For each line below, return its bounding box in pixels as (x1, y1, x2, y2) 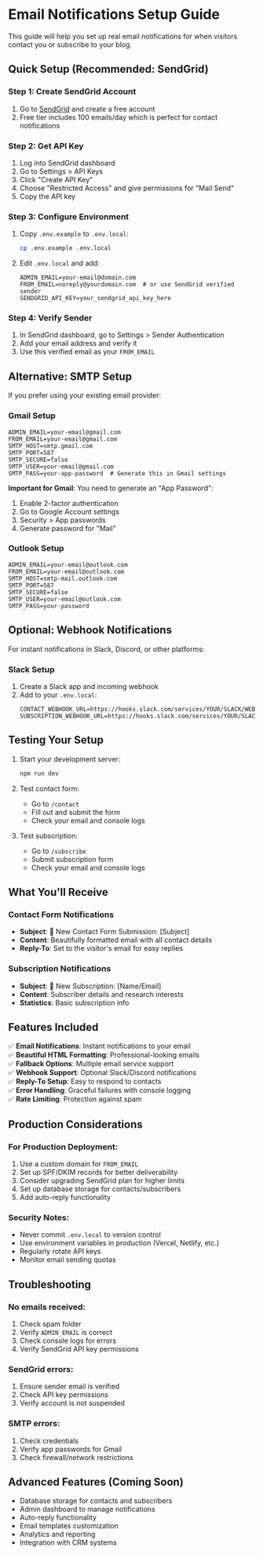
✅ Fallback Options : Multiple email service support (8, 1059, 174, 1069)
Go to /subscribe (31, 846, 86, 856)
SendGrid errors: (8, 1363, 74, 1374)
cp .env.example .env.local (19, 244, 111, 252)
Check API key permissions (19, 1390, 108, 1399)
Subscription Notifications (8, 963, 111, 974)
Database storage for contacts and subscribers (19, 1496, 173, 1505)
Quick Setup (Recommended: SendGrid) (8, 63, 210, 76)
